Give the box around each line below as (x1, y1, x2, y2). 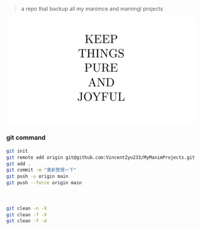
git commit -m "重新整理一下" (6, 167, 76, 173)
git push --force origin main (6, 180, 82, 186)
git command (6, 133, 46, 142)
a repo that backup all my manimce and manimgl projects (20, 5, 164, 12)
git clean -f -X (6, 211, 47, 218)
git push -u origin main (6, 173, 69, 180)
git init (6, 148, 28, 154)
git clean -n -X (6, 205, 47, 211)
